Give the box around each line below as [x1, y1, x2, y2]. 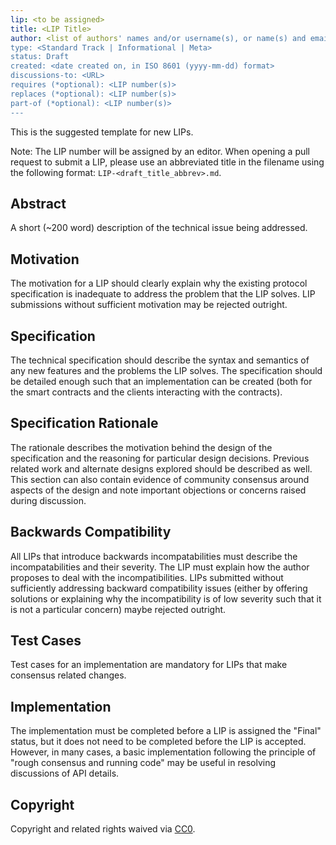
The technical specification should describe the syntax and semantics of [10, 354, 310, 366]
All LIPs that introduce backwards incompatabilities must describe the [10, 550, 298, 562]
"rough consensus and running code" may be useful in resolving [10, 757, 276, 769]
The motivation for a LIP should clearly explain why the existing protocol [10, 277, 308, 290]
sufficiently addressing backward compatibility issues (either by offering [10, 582, 308, 594]
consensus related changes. [10, 669, 127, 681]
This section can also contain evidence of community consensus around [10, 473, 310, 485]
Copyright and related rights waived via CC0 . [10, 823, 196, 835]
